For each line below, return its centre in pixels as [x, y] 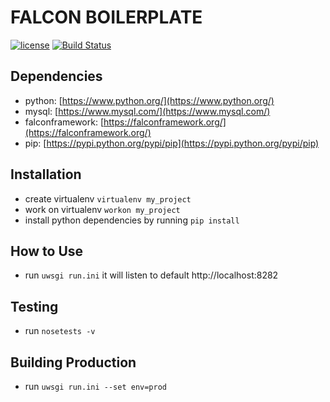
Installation [46, 174]
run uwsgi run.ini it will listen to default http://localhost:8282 [151, 275]
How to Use [47, 251]
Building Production [73, 362]
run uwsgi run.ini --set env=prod [96, 386]
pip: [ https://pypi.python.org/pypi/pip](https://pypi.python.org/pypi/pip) [172, 143]
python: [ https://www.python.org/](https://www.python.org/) [149, 100]
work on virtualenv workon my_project [102, 209]
